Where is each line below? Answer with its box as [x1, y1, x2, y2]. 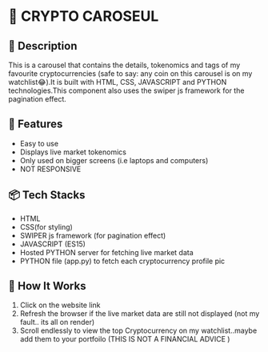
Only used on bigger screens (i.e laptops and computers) [19, 155, 209, 165]
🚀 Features [8, 118, 63, 131]
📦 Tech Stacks [8, 188, 86, 202]
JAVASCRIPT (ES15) [19, 239, 86, 249]
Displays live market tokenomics [19, 147, 126, 157]
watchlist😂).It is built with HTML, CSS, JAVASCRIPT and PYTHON [8, 78, 227, 86]
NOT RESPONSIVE [19, 164, 82, 174]
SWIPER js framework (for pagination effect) [19, 230, 166, 240]
